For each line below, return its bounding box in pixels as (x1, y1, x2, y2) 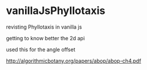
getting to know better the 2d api (6, 34, 85, 41)
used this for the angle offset (6, 45, 76, 53)
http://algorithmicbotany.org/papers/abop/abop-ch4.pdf (6, 57, 142, 64)
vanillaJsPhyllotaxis (6, 4, 106, 17)
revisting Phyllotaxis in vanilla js (6, 23, 82, 30)
